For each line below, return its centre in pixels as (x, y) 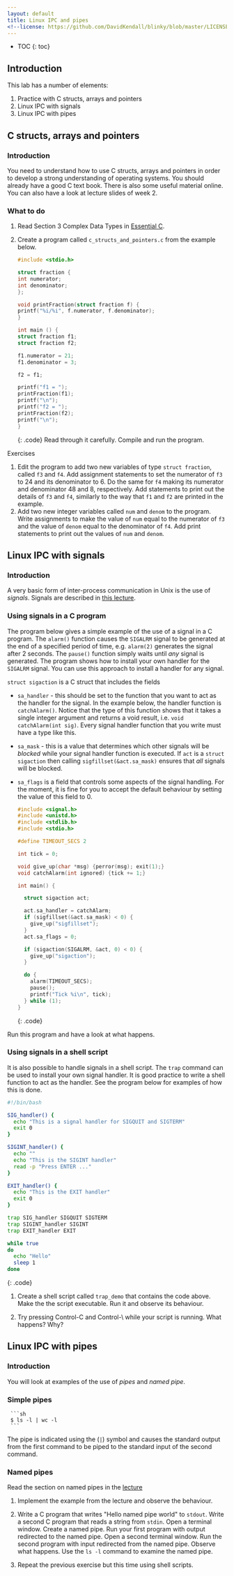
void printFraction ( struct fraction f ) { (78, 304)
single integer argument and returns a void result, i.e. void (100, 718)
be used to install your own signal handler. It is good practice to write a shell (116, 1075)
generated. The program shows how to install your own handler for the (109, 661)
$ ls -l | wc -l (34, 1420)
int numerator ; (39, 279)
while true (23, 1243)
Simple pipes (30, 1399)
